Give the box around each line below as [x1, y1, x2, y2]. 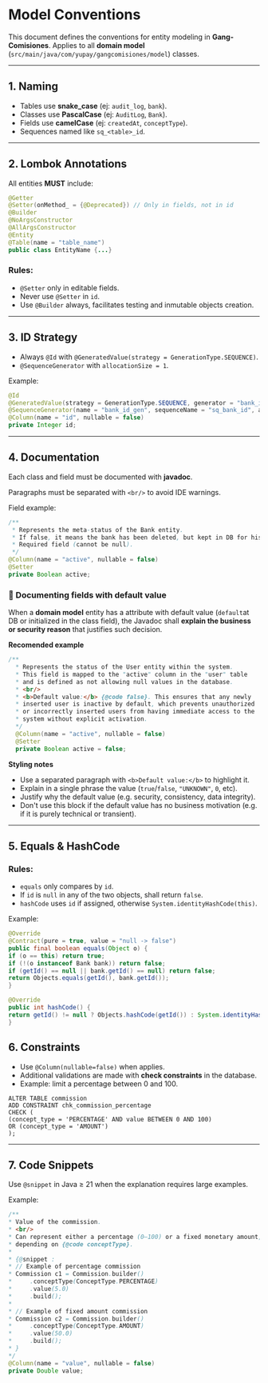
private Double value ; [8, 1366, 84, 1375]
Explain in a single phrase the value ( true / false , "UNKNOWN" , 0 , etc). [19, 783, 238, 793]
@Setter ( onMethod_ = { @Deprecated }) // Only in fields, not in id [8, 202, 234, 210]
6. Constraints [8, 1041, 81, 1054]
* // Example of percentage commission [8, 1262, 141, 1271]
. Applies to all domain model [48, 40, 145, 50]
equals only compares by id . [19, 881, 114, 891]
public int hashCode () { [8, 1004, 91, 1012]
